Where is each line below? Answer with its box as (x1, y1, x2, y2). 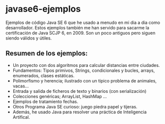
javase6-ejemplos (5, 3, 81, 15)
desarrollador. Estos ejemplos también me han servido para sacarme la (5, 24, 149, 30)
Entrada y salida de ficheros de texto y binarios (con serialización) (12, 88, 147, 94)
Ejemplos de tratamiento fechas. (12, 99, 78, 104)
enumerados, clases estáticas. (12, 72, 75, 79)
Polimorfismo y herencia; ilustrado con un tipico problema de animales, (12, 78, 157, 83)
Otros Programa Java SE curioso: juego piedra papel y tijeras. (12, 103, 137, 109)
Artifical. (12, 114, 30, 120)
